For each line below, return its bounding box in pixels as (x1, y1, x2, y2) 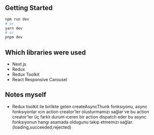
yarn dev (5, 26, 23, 31)
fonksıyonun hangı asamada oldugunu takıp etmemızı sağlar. (12, 119, 134, 125)
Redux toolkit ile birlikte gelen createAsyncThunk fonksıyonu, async (12, 103, 147, 109)
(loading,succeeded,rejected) (12, 124, 71, 130)
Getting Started (5, 4, 53, 12)
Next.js (12, 61, 27, 67)
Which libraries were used (5, 48, 86, 56)
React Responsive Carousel (12, 77, 68, 82)
